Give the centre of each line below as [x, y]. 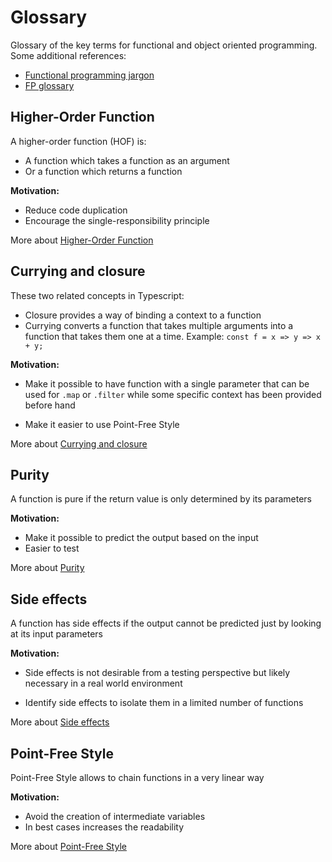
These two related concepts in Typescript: [97, 295]
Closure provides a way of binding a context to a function [143, 315]
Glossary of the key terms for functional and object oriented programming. [164, 45]
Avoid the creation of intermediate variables [115, 816]
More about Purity [47, 568]
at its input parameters [56, 634]
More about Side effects [60, 722]
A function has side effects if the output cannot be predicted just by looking [166, 623]
